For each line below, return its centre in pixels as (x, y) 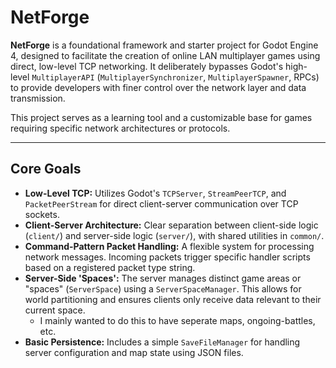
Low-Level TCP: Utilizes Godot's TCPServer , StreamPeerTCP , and (155, 193)
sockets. (42, 214)
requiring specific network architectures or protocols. (120, 128)
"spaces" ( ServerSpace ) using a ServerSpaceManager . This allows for (163, 288)
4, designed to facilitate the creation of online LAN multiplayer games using (165, 55)
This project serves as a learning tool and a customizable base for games (161, 117)
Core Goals (46, 169)
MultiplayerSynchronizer (151, 77)
